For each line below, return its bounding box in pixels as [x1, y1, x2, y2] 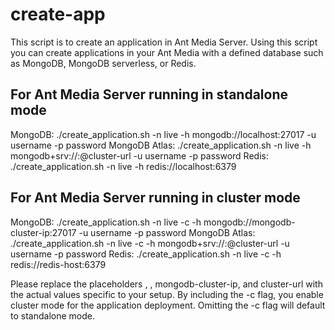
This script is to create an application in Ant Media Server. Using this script [10, 36, 318, 48]
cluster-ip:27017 [10, 226, 77, 238]
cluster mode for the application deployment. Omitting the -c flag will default [10, 299, 326, 311]
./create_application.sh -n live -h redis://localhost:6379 [10, 160, 237, 172]
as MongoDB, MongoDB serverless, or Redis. [10, 57, 197, 69]
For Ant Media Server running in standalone [10, 86, 289, 103]
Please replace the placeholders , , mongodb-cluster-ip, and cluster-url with [10, 278, 323, 290]
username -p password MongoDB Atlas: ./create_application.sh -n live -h [10, 139, 312, 151]
